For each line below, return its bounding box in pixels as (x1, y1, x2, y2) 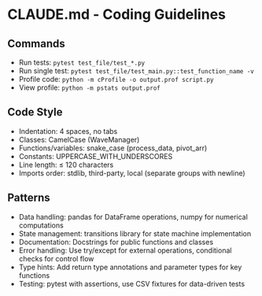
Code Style (7, 105, 63, 119)
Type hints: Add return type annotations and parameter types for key (18, 262, 242, 272)
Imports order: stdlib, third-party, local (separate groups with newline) (18, 168, 245, 178)
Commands (7, 37, 66, 50)
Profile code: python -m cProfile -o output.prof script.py (18, 75, 214, 83)
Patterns (7, 191, 50, 205)
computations (18, 220, 64, 230)
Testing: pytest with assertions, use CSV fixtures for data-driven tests (18, 279, 245, 288)
